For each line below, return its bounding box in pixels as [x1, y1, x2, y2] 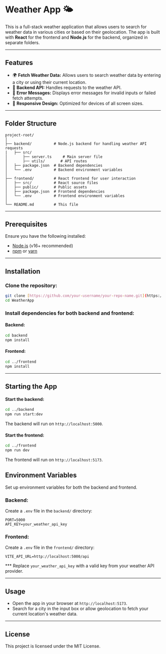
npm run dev [5, 448, 30, 453]
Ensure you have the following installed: [5, 233, 86, 239]
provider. [5, 568, 24, 574]
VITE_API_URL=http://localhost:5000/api [5, 554, 90, 559]
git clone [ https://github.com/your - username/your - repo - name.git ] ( [5, 293, 147, 298]
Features [5, 59, 33, 67]
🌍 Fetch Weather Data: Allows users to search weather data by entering [12, 72, 161, 78]
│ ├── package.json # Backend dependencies [5, 163, 103, 168]
